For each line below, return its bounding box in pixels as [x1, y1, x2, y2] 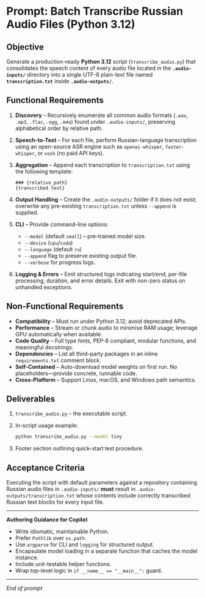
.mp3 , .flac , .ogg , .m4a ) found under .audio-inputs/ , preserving [15, 118, 176, 125]
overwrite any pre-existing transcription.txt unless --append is [15, 202, 177, 210]
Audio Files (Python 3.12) [6, 17, 135, 31]
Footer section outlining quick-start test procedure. [15, 445, 144, 452]
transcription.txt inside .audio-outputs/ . [6, 78, 114, 85]
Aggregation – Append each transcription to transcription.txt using [15, 161, 190, 168]
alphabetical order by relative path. [15, 124, 103, 132]
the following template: [15, 167, 73, 175]
